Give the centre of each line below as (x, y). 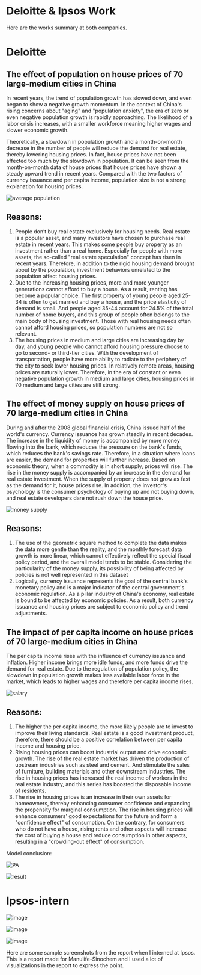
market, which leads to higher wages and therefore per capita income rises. (100, 681)
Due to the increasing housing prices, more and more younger (92, 282)
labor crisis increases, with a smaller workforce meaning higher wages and (99, 123)
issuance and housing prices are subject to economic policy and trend (102, 607)
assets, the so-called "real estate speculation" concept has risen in (98, 257)
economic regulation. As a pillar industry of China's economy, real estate (105, 594)
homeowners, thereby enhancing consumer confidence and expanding (103, 803)
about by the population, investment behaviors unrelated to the (93, 269)
